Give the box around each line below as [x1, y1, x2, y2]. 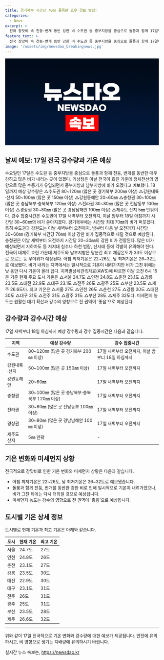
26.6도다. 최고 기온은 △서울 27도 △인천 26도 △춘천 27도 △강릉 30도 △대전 [10, 287, 159, 293]
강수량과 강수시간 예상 [5, 314, 67, 323]
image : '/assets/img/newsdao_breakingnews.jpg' [5, 44, 104, 49]
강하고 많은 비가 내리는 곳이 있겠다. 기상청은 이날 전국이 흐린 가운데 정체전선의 [5, 176, 154, 182]
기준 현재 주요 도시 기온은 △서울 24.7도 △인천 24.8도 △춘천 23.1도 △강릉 [10, 274, 153, 280]
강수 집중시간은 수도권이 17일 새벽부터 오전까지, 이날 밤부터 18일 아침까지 [11, 213, 150, 219]
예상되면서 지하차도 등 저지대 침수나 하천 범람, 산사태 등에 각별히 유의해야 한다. [5, 244, 155, 249]
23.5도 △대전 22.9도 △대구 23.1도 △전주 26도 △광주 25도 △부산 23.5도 [5, 280, 147, 286]
